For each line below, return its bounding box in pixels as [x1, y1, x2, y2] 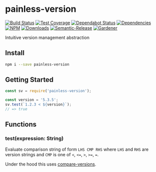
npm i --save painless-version [5, 62, 70, 67]
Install [5, 49, 25, 57]
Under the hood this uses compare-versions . [5, 161, 96, 167]
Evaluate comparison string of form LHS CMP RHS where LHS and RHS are [5, 146, 149, 152]
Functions [5, 120, 37, 129]
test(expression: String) [5, 135, 64, 142]
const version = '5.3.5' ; [5, 98, 58, 103]
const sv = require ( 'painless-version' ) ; [5, 89, 92, 94]
